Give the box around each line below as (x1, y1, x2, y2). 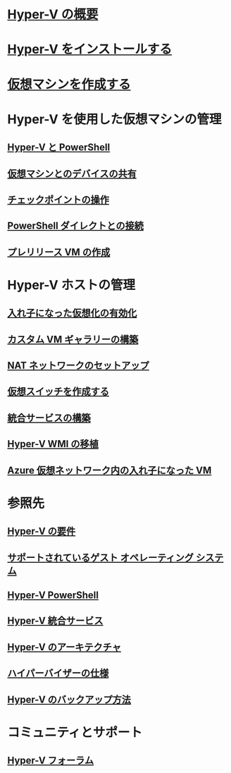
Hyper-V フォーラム (7, 755, 94, 767)
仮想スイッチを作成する (7, 386, 109, 398)
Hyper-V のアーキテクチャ (7, 641, 122, 653)
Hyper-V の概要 (7, 6, 99, 23)
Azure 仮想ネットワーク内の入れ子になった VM (7, 464, 212, 476)
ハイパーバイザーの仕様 (7, 667, 109, 679)
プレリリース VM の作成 (7, 246, 111, 258)
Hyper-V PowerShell (7, 589, 99, 601)
